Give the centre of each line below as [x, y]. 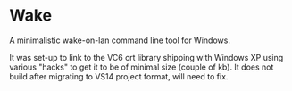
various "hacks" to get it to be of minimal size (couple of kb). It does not [142, 67]
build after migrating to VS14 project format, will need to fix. [119, 76]
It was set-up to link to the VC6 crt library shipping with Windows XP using [146, 57]
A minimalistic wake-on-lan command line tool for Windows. [120, 40]
